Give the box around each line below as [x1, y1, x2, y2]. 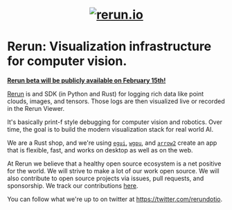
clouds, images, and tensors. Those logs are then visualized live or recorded [7, 97, 225, 105]
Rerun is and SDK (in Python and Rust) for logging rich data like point [7, 90, 204, 98]
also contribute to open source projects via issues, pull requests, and [7, 174, 204, 183]
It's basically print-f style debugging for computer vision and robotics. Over [7, 118, 223, 126]
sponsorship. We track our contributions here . [7, 182, 139, 190]
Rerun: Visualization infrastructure [7, 39, 212, 55]
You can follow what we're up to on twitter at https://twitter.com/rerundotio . [7, 195, 223, 204]
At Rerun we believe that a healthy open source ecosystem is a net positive [7, 159, 222, 168]
